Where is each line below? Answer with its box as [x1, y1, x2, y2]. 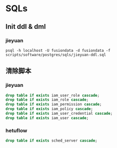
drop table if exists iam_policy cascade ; [5, 106, 93, 111]
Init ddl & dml [5, 22, 46, 31]
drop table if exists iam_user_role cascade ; [5, 93, 99, 98]
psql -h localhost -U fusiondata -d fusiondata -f [5, 48, 111, 53]
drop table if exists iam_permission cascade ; [5, 102, 102, 107]
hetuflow [5, 127, 27, 134]
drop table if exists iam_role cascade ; [5, 97, 89, 103]
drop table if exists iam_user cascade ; [5, 115, 89, 120]
